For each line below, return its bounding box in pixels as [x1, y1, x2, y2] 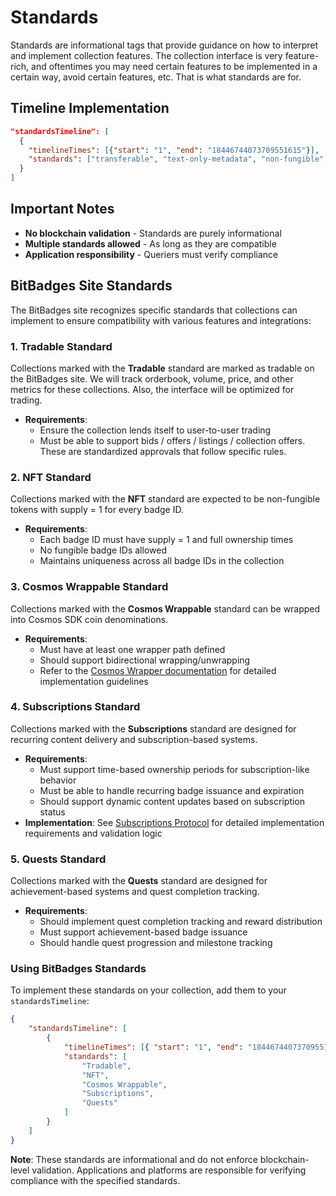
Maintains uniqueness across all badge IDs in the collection [39, 555, 285, 567]
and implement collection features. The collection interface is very [10, 49, 283, 61]
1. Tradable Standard [10, 339, 113, 353]
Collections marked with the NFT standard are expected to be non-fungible [10, 493, 321, 505]
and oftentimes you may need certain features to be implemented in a [31, 60, 318, 72]
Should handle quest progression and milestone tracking [39, 937, 273, 949]
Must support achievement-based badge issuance [39, 926, 248, 938]
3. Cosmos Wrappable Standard [10, 580, 169, 594]
